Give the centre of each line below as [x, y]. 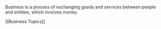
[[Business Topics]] [25, 22]
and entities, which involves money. [41, 12]
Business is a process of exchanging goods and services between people [80, 7]
